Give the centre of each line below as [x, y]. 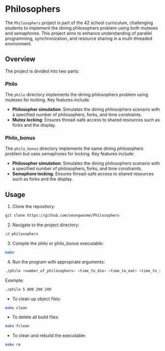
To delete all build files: [36, 317]
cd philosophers [22, 234]
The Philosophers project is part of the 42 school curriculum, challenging [79, 23]
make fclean [17, 326]
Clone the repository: [34, 207]
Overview [20, 59]
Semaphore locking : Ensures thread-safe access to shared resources [83, 174]
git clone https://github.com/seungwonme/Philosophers [62, 215]
